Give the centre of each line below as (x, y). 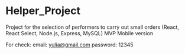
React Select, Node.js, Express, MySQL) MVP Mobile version (79, 33)
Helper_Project (43, 11)
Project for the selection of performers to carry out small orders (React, (92, 27)
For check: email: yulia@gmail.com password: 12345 (69, 45)
